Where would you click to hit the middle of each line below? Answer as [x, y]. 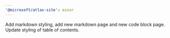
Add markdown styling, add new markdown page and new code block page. [85, 24]
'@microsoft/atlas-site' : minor [39, 10]
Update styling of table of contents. [42, 30]
